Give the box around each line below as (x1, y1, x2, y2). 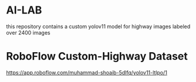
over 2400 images (6, 29, 51, 36)
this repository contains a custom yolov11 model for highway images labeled (6, 23, 191, 30)
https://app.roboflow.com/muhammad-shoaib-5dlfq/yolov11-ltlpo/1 (6, 69, 168, 76)
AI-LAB (6, 4, 42, 17)
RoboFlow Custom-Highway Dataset (6, 50, 188, 63)
